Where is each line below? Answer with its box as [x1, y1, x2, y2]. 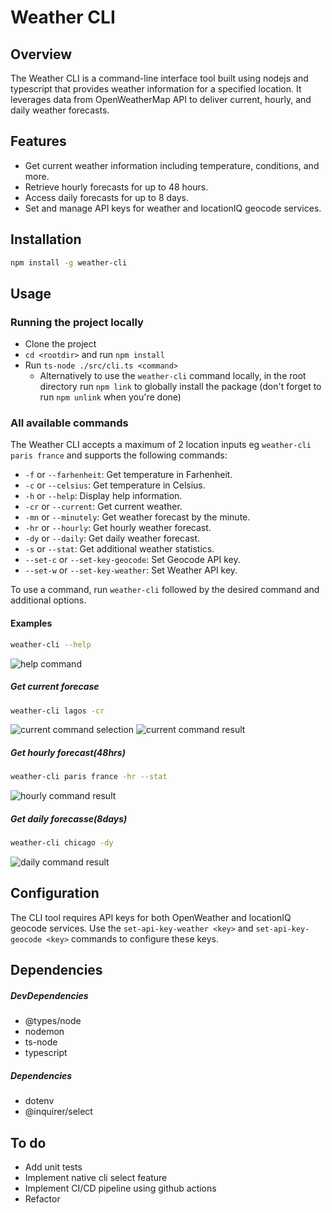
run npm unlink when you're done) [39, 391, 182, 403]
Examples [10, 617, 53, 630]
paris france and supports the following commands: [10, 449, 228, 461]
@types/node [24, 1015, 82, 1027]
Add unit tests [24, 1161, 83, 1173]
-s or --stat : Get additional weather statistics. [24, 543, 215, 555]
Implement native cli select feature [24, 1172, 168, 1184]
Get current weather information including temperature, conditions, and [24, 159, 320, 171]
